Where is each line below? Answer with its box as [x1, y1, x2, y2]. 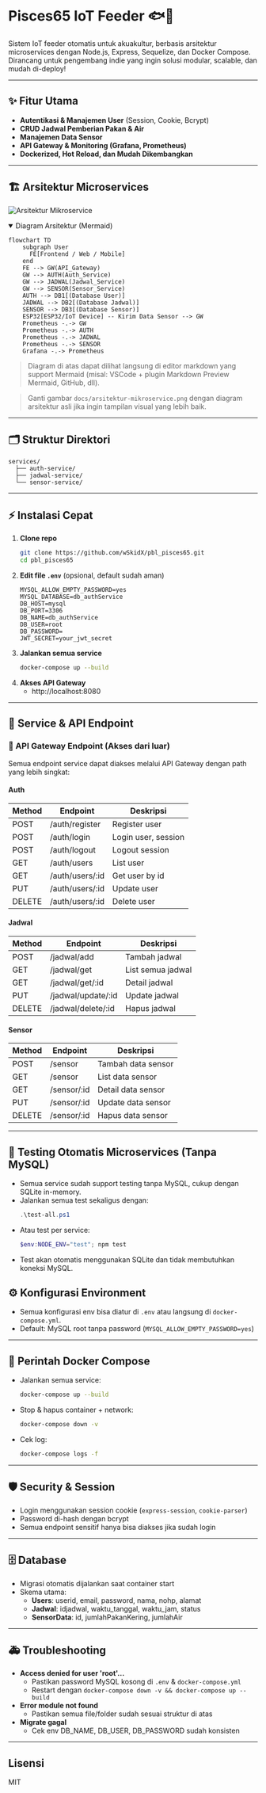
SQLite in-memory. [19, 1187, 82, 1196]
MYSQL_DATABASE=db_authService [19, 593, 123, 601]
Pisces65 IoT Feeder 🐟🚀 [8, 7, 174, 25]
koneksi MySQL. [19, 1263, 74, 1272]
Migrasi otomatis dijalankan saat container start [19, 1578, 175, 1588]
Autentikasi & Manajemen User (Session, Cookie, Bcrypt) [19, 115, 210, 124]
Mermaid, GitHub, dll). [27, 378, 101, 387]
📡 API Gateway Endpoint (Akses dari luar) [8, 741, 170, 752]
